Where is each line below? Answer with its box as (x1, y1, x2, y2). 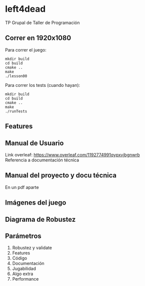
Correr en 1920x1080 (5, 34, 72, 42)
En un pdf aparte (5, 184, 39, 190)
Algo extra (12, 271, 33, 277)
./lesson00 (5, 74, 27, 78)
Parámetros (5, 232, 42, 240)
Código (12, 255, 27, 261)
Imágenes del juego (5, 199, 67, 207)
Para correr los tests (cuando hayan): (5, 82, 80, 88)
